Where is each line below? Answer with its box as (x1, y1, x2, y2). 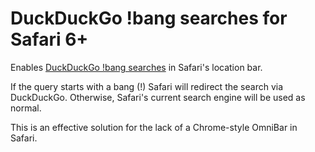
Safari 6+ (10, 28, 89, 51)
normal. (10, 102, 42, 114)
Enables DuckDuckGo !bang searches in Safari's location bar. (10, 61, 263, 73)
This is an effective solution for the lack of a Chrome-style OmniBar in (10, 121, 298, 133)
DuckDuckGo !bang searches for (10, 7, 288, 30)
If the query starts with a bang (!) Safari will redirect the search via (10, 80, 284, 92)
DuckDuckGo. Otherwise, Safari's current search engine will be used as (10, 91, 306, 103)
